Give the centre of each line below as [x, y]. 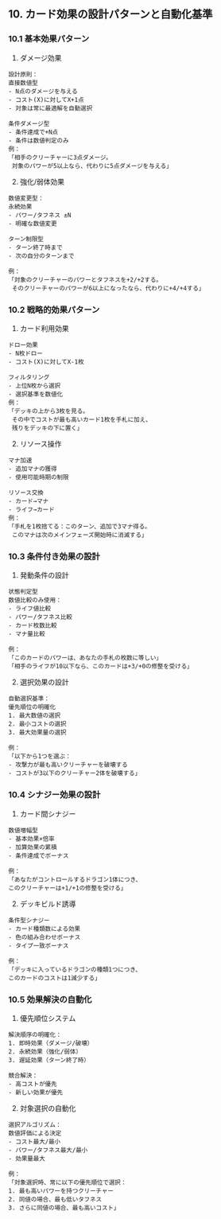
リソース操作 [41, 443]
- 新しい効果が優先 [36, 1092]
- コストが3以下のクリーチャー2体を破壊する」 [75, 773]
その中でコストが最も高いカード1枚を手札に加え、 [81, 419]
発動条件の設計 [44, 575]
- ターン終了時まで [35, 247]
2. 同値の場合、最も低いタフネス [55, 1199]
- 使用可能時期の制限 [39, 477]
